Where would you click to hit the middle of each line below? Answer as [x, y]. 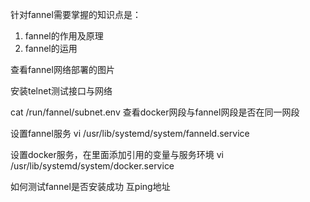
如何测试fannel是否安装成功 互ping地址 [90, 186]
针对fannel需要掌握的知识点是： [76, 14]
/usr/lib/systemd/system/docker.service [92, 166]
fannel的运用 [51, 48]
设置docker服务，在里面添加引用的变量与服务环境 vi [117, 154]
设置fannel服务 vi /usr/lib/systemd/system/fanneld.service [130, 133]
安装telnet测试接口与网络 [61, 91]
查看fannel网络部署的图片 [62, 69]
